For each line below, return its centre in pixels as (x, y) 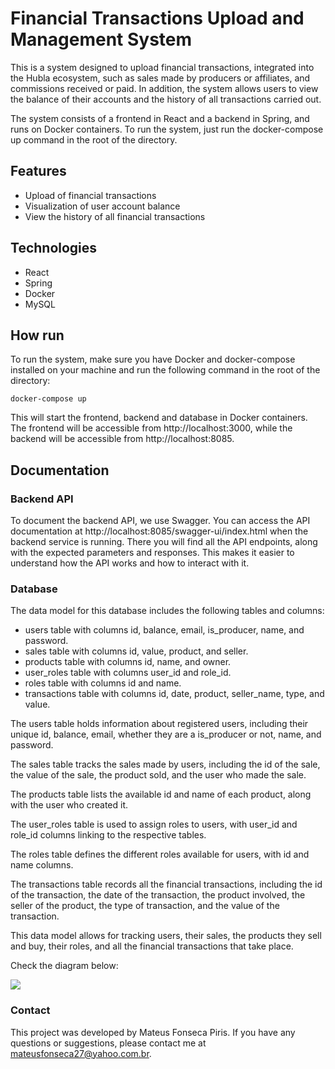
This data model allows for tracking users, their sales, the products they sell (166, 936)
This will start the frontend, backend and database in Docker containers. (159, 418)
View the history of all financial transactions (115, 216)
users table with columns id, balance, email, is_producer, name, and (164, 630)
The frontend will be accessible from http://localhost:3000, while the (151, 428)
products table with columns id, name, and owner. (128, 662)
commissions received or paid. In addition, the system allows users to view (164, 88)
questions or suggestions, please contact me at (108, 1043)
